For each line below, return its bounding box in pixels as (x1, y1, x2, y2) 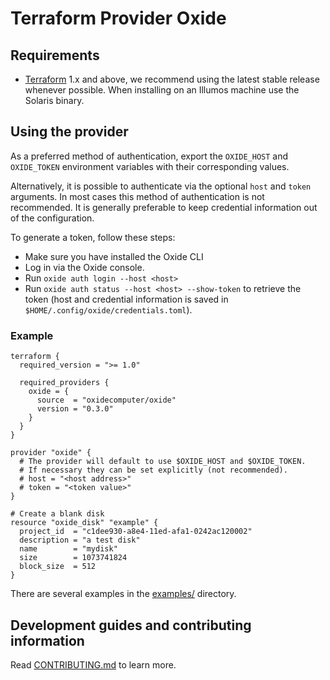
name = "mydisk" (19, 544, 118, 554)
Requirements (10, 47, 100, 64)
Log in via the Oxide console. (24, 261, 145, 273)
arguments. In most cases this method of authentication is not (10, 190, 265, 202)
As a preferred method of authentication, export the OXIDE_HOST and (10, 150, 289, 162)
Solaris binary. (24, 95, 85, 106)
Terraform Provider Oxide (10, 7, 227, 30)
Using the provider (10, 123, 129, 141)
